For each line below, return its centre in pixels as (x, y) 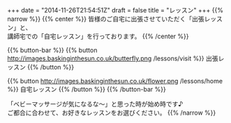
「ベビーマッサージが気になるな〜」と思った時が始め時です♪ (95, 104)
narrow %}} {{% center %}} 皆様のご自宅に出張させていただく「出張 (106, 19)
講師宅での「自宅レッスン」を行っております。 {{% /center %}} (98, 36)
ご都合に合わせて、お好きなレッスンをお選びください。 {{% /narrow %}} (112, 113)
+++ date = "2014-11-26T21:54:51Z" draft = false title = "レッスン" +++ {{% (115, 10)
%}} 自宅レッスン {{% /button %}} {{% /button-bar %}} (87, 89)
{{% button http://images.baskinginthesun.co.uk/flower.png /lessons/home (115, 81)
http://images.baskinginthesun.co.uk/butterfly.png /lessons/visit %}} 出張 (113, 58)
